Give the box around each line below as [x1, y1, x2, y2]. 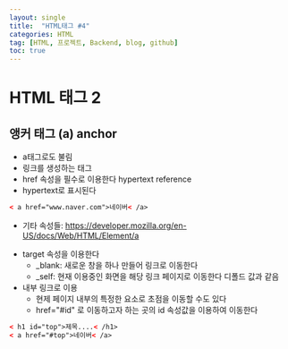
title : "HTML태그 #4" [9, 21, 90, 30]
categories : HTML [9, 30, 74, 38]
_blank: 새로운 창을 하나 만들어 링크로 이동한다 [35, 260, 199, 270]
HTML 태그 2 [9, 88, 101, 108]
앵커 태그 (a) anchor [9, 126, 118, 141]
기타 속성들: [21, 220, 64, 231]
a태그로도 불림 [21, 151, 73, 162]
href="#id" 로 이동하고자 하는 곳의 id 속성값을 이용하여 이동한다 [35, 305, 258, 315]
